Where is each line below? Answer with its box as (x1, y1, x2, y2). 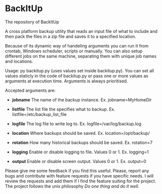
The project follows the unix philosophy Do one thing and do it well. (5, 183, 139, 189)
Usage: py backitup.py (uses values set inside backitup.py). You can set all (5, 67, 154, 73)
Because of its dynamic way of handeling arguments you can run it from (5, 43, 149, 48)
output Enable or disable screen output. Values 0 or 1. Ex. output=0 (12, 158, 147, 164)
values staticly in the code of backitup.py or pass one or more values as (5, 73, 148, 79)
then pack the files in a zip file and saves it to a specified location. (5, 33, 136, 39)
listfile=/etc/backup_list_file (12, 111, 67, 117)
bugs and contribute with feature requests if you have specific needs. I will (5, 173, 154, 178)
